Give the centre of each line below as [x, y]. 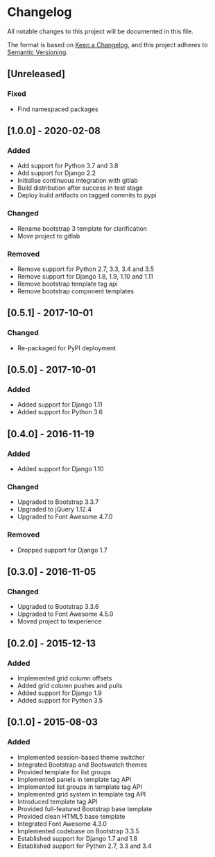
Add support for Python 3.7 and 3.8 [68, 166]
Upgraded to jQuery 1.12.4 [54, 509]
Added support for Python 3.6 [60, 412]
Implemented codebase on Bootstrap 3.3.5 [78, 831]
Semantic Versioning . [37, 52]
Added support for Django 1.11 [60, 405]
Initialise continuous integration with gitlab [78, 181]
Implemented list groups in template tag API [79, 787]
